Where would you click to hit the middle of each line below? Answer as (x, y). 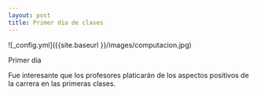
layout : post (29, 15)
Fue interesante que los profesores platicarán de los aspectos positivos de (128, 75)
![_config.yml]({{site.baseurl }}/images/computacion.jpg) (100, 44)
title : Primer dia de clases (56, 23)
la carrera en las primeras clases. (62, 84)
